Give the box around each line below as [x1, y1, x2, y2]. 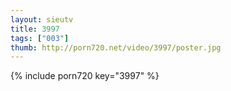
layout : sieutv [10, 14, 74, 25]
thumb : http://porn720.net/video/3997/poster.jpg [10, 42, 222, 53]
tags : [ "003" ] [10, 33, 70, 43]
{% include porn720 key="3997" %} [10, 70, 160, 82]
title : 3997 [10, 24, 60, 34]
